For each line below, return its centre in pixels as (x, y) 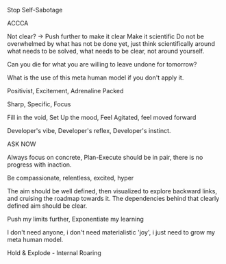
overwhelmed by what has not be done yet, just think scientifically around (111, 44)
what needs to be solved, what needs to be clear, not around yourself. (106, 51)
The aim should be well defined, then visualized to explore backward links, (112, 191)
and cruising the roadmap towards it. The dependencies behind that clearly (113, 199)
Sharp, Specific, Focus (39, 104)
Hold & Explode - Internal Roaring (54, 253)
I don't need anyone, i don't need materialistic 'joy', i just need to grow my (111, 232)
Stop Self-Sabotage (35, 10)
